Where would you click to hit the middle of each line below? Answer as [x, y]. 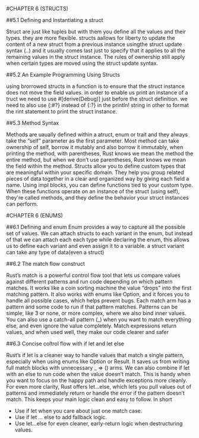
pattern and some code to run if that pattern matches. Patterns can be [92, 307]
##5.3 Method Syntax [33, 123]
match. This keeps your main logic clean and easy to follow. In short [89, 399]
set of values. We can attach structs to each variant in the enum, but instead [99, 233]
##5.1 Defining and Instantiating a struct [55, 20]
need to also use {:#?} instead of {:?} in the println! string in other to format [97, 105]
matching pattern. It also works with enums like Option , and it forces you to [98, 294]
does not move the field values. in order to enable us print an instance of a [97, 92]
